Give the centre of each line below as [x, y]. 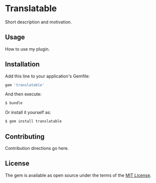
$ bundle [14, 103]
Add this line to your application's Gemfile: [47, 76]
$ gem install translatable [34, 121]
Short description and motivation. [38, 22]
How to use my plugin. [27, 49]
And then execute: [23, 94]
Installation [22, 64]
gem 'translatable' [25, 85]
